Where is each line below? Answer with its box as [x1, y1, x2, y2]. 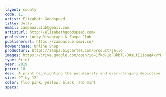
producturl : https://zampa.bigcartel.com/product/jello [5, 48, 123, 53]
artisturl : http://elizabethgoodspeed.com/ [5, 30, 96, 35]
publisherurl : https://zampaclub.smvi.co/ [5, 39, 94, 44]
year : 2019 [5, 62, 28, 67]
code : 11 [5, 12, 23, 17]
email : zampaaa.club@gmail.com [5, 25, 70, 30]
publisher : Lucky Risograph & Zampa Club [5, 35, 92, 40]
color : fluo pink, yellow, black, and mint [5, 80, 96, 85]
